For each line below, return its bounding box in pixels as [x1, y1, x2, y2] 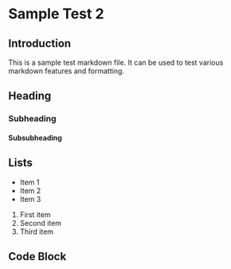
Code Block [8, 250, 67, 263]
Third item [19, 227, 54, 236]
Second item [19, 218, 62, 227]
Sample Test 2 [8, 5, 105, 23]
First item [19, 209, 51, 220]
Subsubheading [8, 133, 62, 142]
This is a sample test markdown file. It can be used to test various [8, 57, 224, 67]
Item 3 [19, 194, 41, 204]
